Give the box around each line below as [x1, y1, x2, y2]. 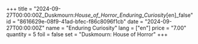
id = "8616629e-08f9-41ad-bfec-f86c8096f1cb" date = [6, 18, 144, 25]
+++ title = [6, 5, 33, 12]
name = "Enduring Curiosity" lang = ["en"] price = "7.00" [46, 24, 187, 31]
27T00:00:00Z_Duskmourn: [6, 11, 75, 19]
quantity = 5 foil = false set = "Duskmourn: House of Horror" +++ [6, 31, 169, 38]
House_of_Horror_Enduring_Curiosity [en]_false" [74, 11, 194, 19]
